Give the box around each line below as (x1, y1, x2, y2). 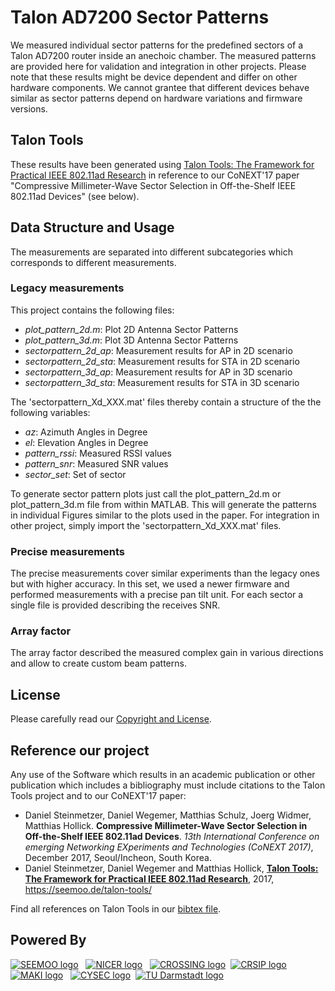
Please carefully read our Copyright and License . (10, 713, 212, 725)
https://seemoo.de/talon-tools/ (24, 884, 152, 896)
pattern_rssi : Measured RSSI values (24, 447, 172, 459)
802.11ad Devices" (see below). (10, 190, 140, 202)
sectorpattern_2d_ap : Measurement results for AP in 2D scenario (24, 344, 293, 356)
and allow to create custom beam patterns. (10, 657, 187, 670)
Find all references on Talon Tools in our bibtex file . (10, 903, 222, 915)
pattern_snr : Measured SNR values (24, 457, 169, 470)
